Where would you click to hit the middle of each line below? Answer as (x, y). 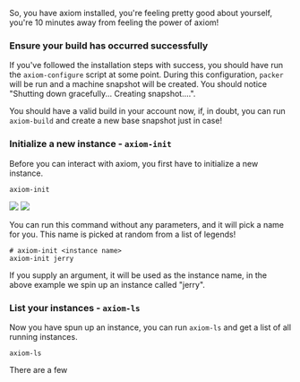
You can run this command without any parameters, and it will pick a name (147, 224)
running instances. (43, 336)
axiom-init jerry (42, 258)
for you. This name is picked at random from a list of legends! (123, 234)
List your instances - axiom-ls (75, 308)
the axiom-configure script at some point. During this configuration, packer (146, 74)
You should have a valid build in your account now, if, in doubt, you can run (147, 111)
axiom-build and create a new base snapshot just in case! (116, 121)
